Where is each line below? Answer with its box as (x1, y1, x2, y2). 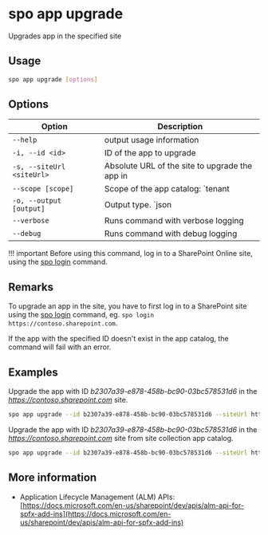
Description (157, 121, 203, 132)
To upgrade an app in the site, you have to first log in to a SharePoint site (8, 301, 247, 311)
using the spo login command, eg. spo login (8, 310, 154, 320)
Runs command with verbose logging (104, 215, 244, 226)
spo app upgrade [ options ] (8, 75, 98, 84)
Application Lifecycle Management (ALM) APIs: (19, 492, 175, 502)
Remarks (8, 280, 54, 293)
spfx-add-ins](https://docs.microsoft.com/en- (19, 509, 171, 518)
